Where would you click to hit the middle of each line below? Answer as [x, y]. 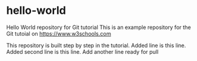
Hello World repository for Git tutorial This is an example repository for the [99, 27]
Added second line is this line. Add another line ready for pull [82, 51]
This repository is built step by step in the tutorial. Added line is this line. [96, 45]
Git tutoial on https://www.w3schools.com [59, 33]
